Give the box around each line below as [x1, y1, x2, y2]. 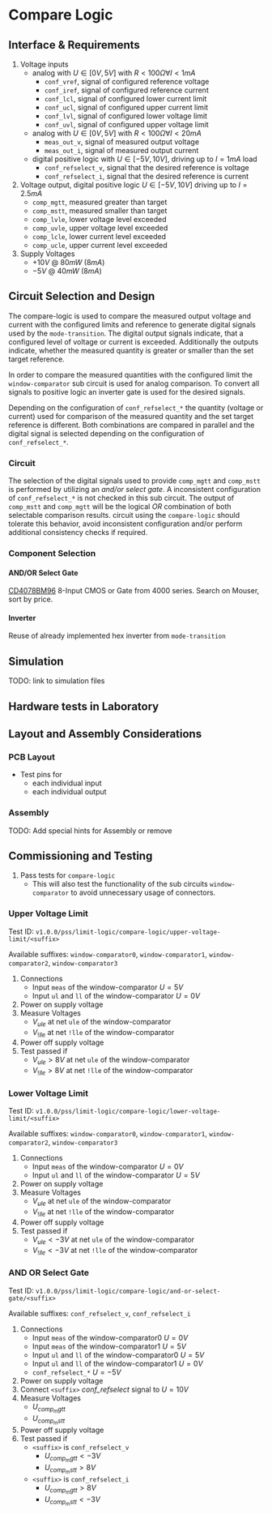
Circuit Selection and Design [8, 289, 155, 303]
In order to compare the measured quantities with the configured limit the [8, 370, 253, 379]
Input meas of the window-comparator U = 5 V [32, 982, 184, 992]
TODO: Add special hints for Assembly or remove [8, 825, 172, 836]
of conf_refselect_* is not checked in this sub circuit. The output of [8, 493, 235, 503]
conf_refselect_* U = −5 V [32, 1367, 121, 1377]
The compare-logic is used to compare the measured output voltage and [8, 310, 252, 321]
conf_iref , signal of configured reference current [44, 85, 209, 95]
